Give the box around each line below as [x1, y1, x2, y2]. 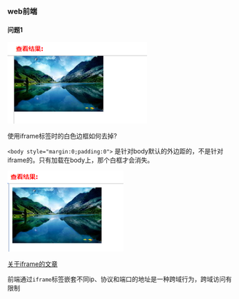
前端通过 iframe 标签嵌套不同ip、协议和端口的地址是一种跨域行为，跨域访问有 [7, 275, 232, 283]
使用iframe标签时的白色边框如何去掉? [7, 132, 118, 141]
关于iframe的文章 [7, 260, 59, 268]
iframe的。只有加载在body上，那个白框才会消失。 [7, 156, 154, 165]
